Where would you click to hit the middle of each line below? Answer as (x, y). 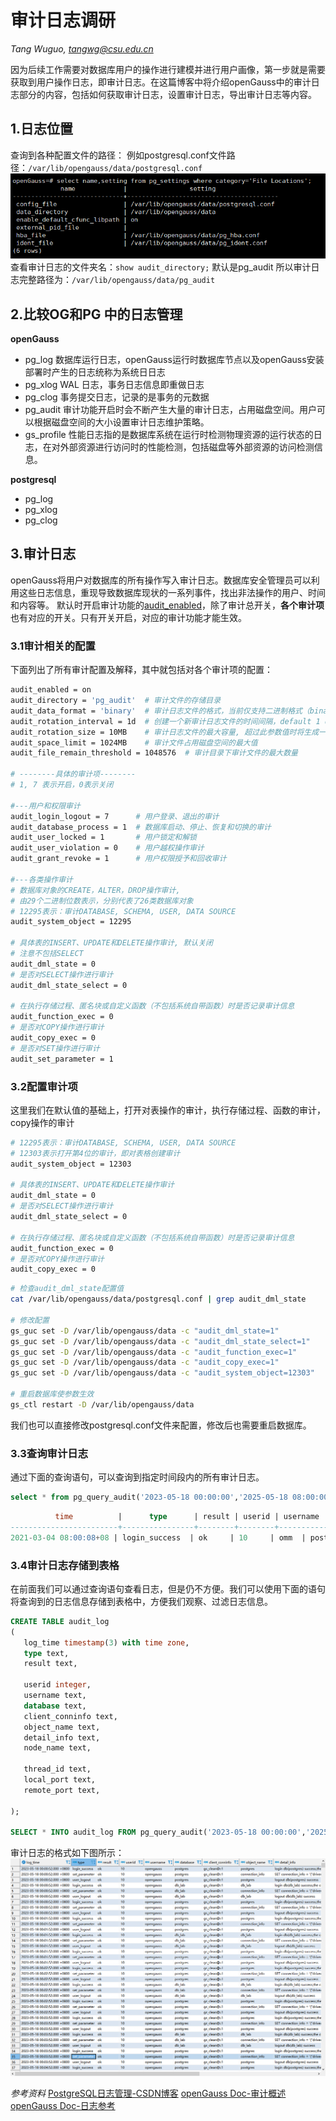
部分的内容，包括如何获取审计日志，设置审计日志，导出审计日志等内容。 (167, 94)
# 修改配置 (30, 1320)
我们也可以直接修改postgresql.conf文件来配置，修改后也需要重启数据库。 (161, 1425)
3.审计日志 (43, 554)
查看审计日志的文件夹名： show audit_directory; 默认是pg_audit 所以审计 (161, 267)
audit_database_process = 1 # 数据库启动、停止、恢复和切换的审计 (141, 827)
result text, (50, 1664)
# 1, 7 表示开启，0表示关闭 (62, 785)
